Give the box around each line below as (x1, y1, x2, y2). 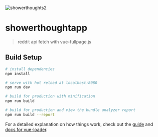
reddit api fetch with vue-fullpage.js (17, 38, 92, 44)
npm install (5, 71, 30, 76)
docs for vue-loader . (5, 126, 48, 132)
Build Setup (5, 53, 42, 62)
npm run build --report (5, 112, 55, 117)
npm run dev (5, 85, 30, 90)
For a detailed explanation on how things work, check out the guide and (5, 121, 153, 127)
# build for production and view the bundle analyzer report (5, 107, 136, 112)
